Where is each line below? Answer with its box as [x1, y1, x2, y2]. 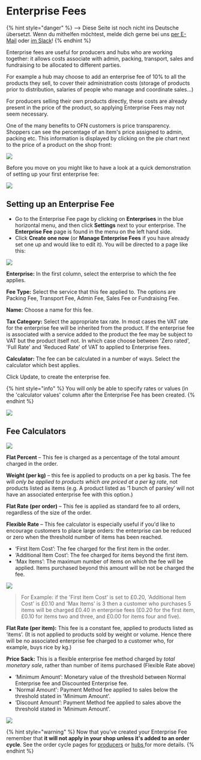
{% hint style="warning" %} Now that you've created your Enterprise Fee [6, 728, 188, 735]
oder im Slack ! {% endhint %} [17, 37, 91, 44]
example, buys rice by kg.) [6, 643, 72, 650]
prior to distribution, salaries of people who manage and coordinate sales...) [6, 85, 194, 93]
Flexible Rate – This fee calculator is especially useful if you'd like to [6, 521, 175, 528]
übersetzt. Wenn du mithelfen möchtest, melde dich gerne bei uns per [6, 30, 180, 37]
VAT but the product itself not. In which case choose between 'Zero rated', [6, 337, 190, 344]
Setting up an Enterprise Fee [6, 199, 115, 209]
